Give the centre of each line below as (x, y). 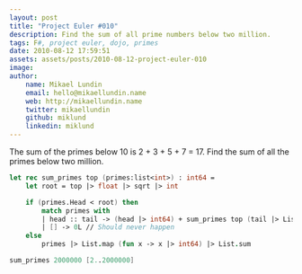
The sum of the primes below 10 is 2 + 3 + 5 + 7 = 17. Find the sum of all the (149, 152)
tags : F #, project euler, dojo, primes (84, 43)
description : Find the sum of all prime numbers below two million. (140, 34)
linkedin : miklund (60, 127)
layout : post (34, 18)
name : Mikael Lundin (64, 84)
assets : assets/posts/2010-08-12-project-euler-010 (108, 59)
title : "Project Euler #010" (64, 26)
